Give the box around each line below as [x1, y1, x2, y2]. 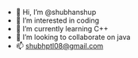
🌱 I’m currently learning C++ [15, 24, 109, 33]
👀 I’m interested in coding [15, 16, 100, 25]
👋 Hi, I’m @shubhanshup [15, 8, 97, 16]
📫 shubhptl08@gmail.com [15, 42, 104, 50]
